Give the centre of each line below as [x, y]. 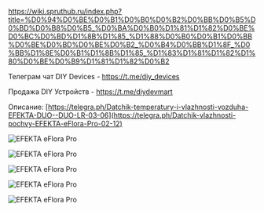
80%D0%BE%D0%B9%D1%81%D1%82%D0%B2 [89, 61]
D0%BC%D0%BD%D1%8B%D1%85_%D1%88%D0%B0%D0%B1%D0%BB [130, 36]
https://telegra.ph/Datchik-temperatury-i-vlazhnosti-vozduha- [148, 107]
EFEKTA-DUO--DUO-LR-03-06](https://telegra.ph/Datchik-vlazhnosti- [122, 115]
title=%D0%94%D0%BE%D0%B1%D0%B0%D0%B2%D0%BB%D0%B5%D [132, 20]
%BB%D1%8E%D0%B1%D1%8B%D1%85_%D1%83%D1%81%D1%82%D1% [132, 53]
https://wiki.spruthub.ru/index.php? [65, 11]
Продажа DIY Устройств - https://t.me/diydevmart [90, 92]
